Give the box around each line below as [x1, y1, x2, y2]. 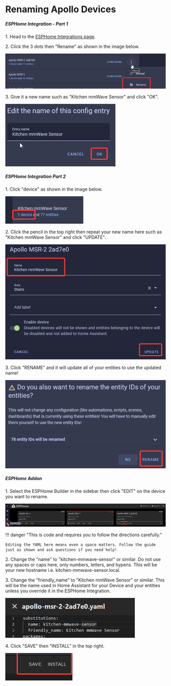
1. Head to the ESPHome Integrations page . [5, 34, 96, 40]
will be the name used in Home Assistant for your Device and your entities [5, 582, 160, 588]
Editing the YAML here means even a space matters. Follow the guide [5, 542, 156, 547]
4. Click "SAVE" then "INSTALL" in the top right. [5, 643, 105, 649]
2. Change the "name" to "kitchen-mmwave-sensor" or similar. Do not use [5, 556, 161, 562]
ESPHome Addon [5, 475, 42, 481]
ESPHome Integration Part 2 [5, 173, 66, 179]
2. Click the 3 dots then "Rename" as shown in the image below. [5, 43, 140, 49]
